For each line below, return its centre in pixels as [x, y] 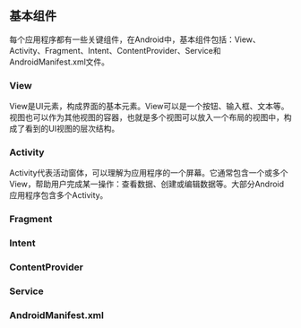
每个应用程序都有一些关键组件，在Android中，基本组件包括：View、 [135, 39]
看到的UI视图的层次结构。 [72, 129]
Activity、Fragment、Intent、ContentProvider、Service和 [115, 50]
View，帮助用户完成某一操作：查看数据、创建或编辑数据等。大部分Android [147, 184]
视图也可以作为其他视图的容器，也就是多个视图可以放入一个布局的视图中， [146, 117]
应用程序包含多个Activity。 [59, 195]
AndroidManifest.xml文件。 [60, 62]
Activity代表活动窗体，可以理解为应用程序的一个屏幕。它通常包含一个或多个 [149, 173]
